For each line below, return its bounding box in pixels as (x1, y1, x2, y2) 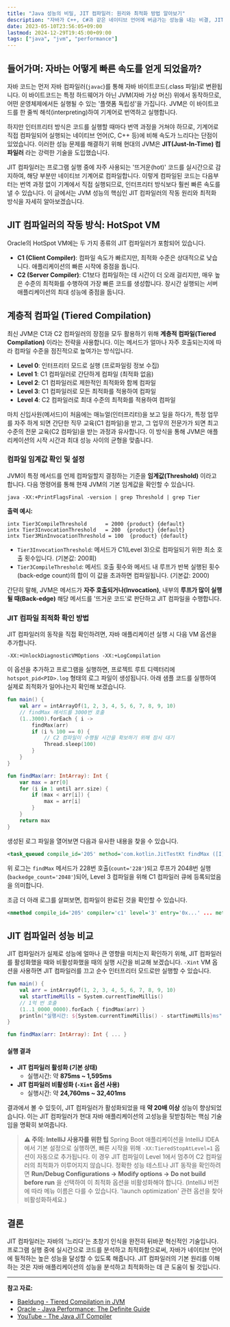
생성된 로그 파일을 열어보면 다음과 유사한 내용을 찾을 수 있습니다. (7, 837, 179, 845)
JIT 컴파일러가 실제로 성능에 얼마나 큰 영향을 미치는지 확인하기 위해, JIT (7, 949, 199, 958)
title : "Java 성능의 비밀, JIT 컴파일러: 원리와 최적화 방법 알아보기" (7, 10, 186, 17)
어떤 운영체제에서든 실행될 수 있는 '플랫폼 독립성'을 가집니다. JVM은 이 (7, 99, 195, 107)
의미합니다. (14, 881, 44, 889)
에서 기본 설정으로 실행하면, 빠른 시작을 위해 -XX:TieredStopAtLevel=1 (23, 1144, 214, 1153)
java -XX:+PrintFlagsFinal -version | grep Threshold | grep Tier (7, 494, 201, 501)
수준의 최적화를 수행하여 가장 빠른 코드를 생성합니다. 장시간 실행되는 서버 (24, 279, 218, 287)
